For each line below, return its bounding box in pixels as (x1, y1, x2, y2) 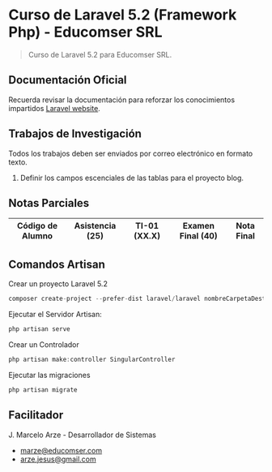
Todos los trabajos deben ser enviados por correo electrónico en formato (8, 148, 253, 158)
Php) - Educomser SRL (8, 23, 164, 41)
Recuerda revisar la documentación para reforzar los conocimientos (8, 95, 236, 105)
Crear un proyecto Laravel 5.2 (8, 279, 108, 289)
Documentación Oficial (8, 73, 127, 87)
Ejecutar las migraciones (8, 370, 91, 380)
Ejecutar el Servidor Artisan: (8, 310, 103, 320)
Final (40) (179, 230, 219, 242)
